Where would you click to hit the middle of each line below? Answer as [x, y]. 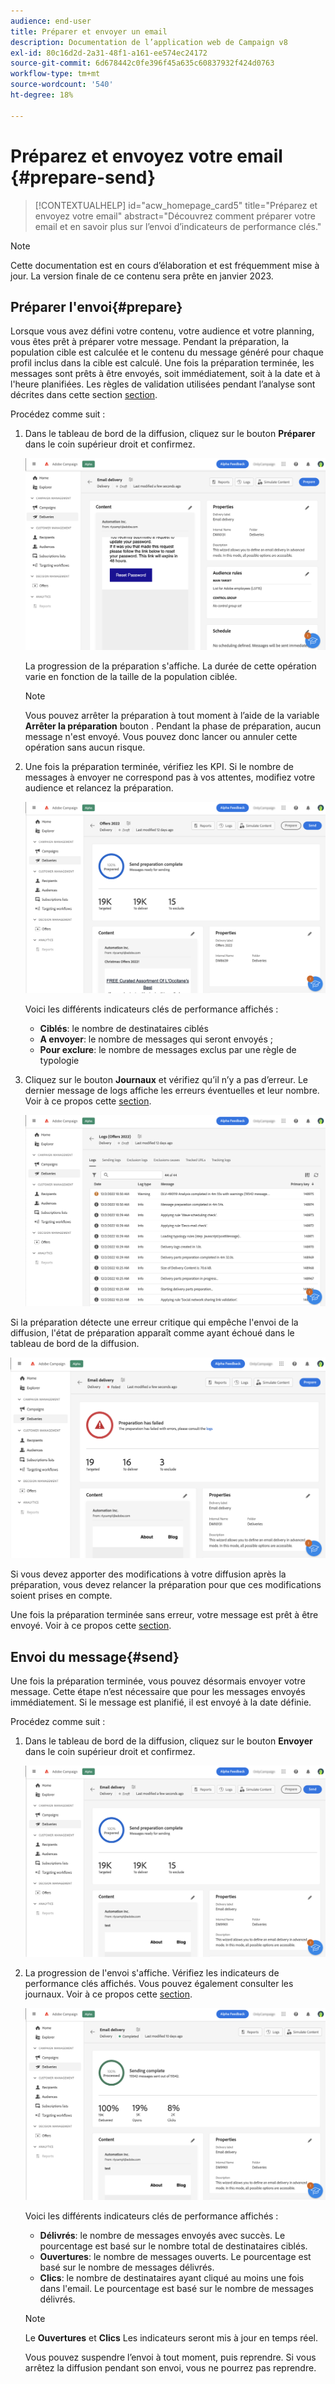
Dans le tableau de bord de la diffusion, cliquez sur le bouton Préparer [170, 434]
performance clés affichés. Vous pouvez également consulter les [159, 1984]
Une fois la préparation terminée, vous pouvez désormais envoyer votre [158, 1681]
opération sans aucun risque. [85, 747]
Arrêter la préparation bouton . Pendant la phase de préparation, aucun [173, 726]
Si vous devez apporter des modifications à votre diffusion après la [148, 1574]
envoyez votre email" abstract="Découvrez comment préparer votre [175, 216]
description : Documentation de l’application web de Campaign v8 [149, 42]
